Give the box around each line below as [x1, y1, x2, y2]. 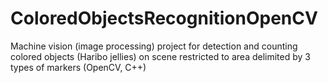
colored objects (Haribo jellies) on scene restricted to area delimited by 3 [10, 50, 311, 62]
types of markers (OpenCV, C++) [10, 61, 147, 73]
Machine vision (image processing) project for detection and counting [10, 40, 298, 52]
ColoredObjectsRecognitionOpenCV [10, 7, 318, 30]
